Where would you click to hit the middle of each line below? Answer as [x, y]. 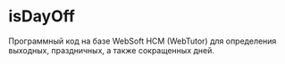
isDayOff [42, 16]
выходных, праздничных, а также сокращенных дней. [112, 50]
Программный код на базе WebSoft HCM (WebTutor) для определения [142, 41]
